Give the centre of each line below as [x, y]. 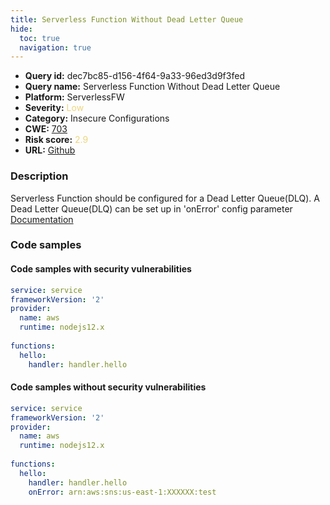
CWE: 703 [46, 129]
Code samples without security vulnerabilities [108, 387]
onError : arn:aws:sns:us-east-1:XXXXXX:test [122, 492]
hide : [21, 29]
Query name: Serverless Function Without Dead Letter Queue [152, 87]
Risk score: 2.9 [56, 140]
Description [39, 176]
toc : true [39, 38]
